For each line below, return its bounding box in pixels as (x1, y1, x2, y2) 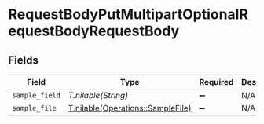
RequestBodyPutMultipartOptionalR (8, 5, 249, 24)
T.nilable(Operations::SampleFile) (68, 103, 192, 113)
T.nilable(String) (68, 90, 129, 100)
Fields (8, 53, 39, 67)
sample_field (12, 91, 61, 100)
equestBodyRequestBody (8, 22, 179, 40)
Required (199, 77, 234, 87)
